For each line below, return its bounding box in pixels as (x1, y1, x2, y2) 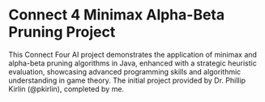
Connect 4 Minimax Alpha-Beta (8, 6, 225, 24)
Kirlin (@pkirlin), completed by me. (8, 83, 124, 94)
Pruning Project (8, 23, 116, 41)
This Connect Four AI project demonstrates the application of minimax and (8, 49, 258, 59)
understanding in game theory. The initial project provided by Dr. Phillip (8, 75, 246, 85)
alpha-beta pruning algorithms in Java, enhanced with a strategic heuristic (8, 58, 257, 68)
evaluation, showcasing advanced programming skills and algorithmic (8, 66, 241, 76)
